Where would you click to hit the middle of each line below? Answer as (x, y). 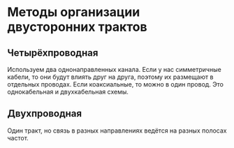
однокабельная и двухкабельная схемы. (68, 92)
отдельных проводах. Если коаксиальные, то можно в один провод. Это (115, 84)
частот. (18, 138)
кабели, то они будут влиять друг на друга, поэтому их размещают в (110, 77)
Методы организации (74, 12)
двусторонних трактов (78, 27)
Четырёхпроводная (53, 53)
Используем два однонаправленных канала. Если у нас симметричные (114, 69)
